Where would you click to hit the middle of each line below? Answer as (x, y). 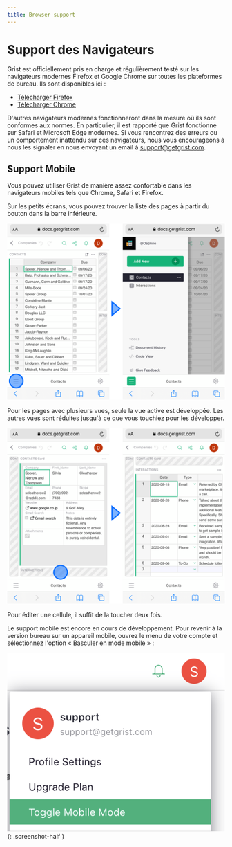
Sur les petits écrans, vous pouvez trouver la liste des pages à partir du (108, 206)
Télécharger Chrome (46, 104)
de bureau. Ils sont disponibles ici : (57, 84)
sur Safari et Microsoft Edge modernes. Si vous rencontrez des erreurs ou (112, 132)
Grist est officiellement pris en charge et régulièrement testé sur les (103, 69)
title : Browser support (41, 15)
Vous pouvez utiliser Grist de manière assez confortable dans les (99, 185)
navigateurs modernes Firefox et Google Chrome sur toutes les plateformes (115, 76)
